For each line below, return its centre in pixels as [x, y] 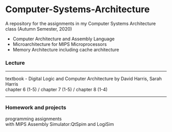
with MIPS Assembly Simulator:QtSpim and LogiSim [60, 124]
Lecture [15, 63]
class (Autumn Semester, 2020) [39, 29]
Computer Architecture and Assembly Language [64, 39]
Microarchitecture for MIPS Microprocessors [60, 44]
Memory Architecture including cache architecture [66, 49]
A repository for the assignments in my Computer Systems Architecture [81, 23]
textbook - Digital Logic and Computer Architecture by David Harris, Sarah [84, 79]
